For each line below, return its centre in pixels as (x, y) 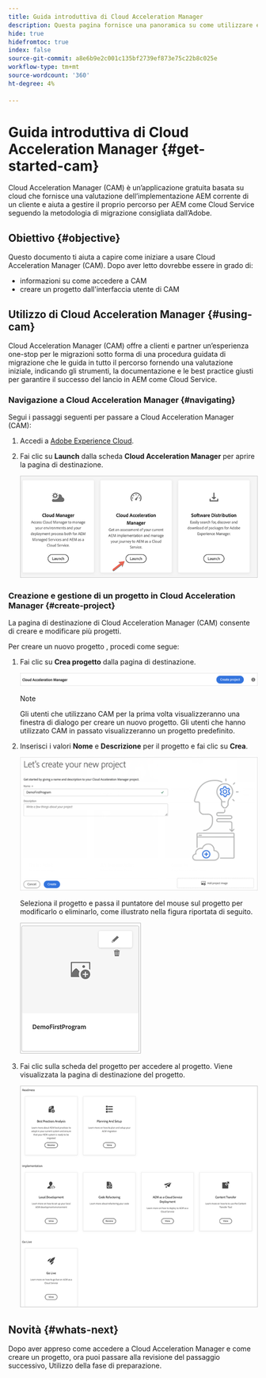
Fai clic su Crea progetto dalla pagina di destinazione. (108, 662)
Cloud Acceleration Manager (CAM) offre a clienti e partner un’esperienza (129, 346)
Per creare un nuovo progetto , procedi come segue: (94, 647)
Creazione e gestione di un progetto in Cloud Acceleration (122, 596)
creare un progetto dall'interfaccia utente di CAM (99, 289)
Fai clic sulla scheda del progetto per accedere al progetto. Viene (126, 1066)
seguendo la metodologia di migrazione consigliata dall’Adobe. (110, 213)
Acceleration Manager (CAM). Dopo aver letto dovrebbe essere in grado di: (131, 266)
